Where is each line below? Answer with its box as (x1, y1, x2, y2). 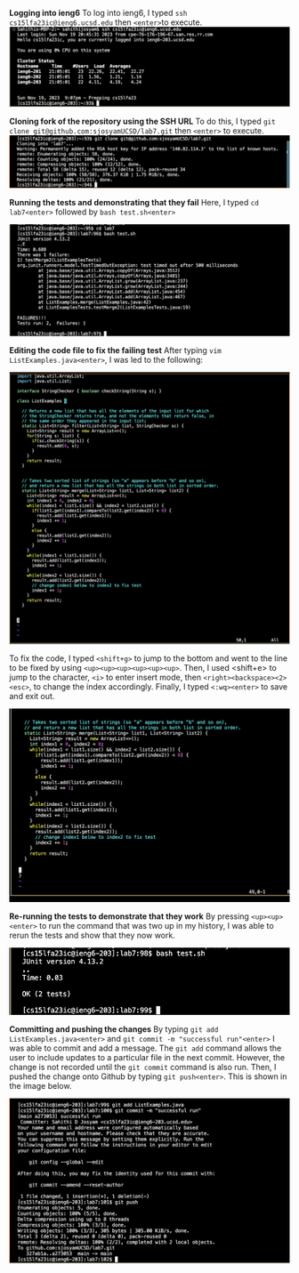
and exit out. (9, 690, 55, 701)
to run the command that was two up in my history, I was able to (39, 920, 274, 931)
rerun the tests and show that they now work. (9, 930, 175, 940)
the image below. (9, 1080, 72, 1091)
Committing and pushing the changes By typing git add (9, 1023, 219, 1035)
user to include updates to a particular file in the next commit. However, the (9, 1051, 286, 1062)
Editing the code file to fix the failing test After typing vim (9, 344, 222, 355)
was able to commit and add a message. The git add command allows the (9, 1043, 282, 1053)
